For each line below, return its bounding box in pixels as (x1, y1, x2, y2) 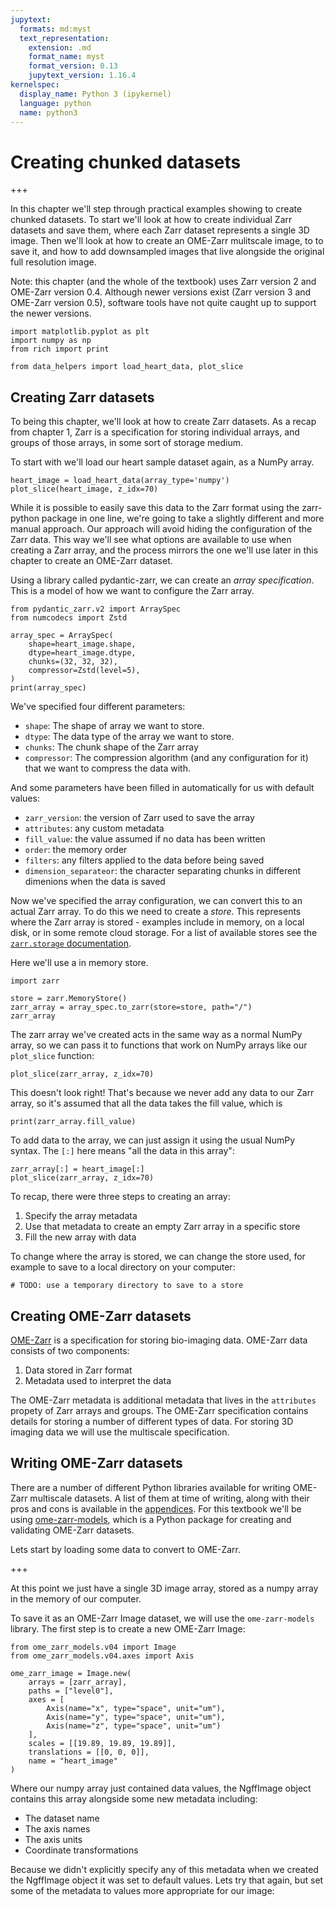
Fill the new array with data (24, 1231, 137, 1243)
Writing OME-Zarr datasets (10, 1455, 183, 1472)
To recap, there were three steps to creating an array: (10, 1191, 231, 1203)
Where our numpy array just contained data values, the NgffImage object (10, 1782, 312, 1794)
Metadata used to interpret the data (24, 1374, 172, 1386)
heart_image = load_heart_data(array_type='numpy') (10, 476, 230, 486)
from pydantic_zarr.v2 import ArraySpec (10, 604, 182, 615)
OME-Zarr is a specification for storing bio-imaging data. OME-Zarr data (10, 1334, 308, 1346)
